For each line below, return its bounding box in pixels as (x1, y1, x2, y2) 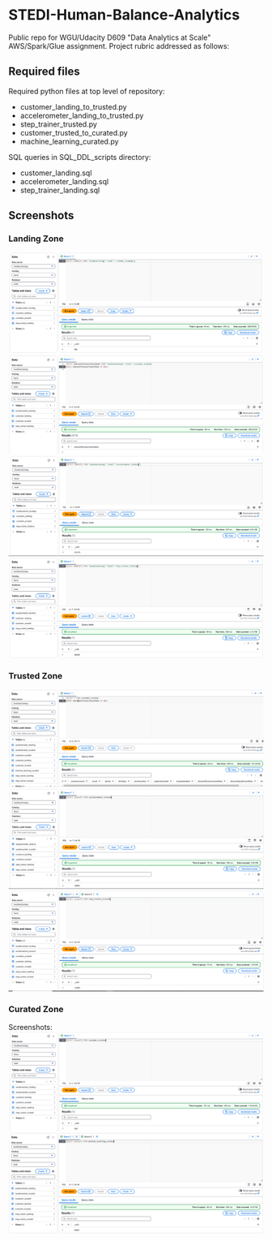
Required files (8, 65, 80, 79)
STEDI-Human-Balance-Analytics (8, 6, 240, 24)
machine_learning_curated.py (19, 136, 119, 146)
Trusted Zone (8, 670, 63, 682)
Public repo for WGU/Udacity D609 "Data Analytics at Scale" (8, 32, 211, 42)
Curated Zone (8, 1004, 64, 1015)
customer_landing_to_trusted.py (19, 101, 127, 111)
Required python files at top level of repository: (8, 86, 165, 96)
